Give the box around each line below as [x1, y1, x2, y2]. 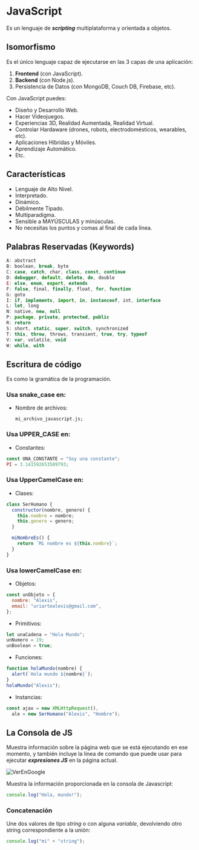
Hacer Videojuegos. [15, 112, 65, 120]
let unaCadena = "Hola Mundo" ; [6, 631, 85, 637]
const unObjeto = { [6, 592, 56, 598]
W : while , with [6, 342, 45, 349]
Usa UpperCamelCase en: [6, 476, 84, 484]
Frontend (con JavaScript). [15, 70, 83, 77]
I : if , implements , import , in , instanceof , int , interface [6, 297, 161, 303]
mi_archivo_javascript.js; [15, 416, 83, 422]
